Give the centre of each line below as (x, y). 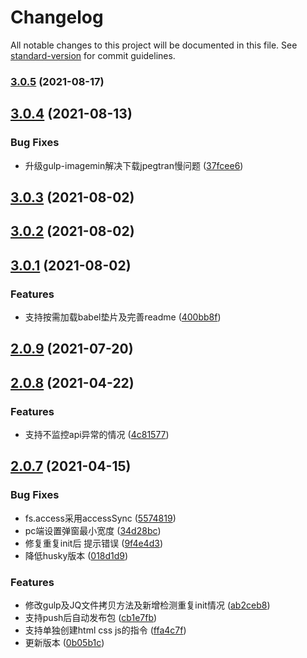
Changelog (57, 17)
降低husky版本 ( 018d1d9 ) (76, 555)
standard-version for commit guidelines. (93, 55)
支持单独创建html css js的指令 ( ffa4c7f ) (105, 630)
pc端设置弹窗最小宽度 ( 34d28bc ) (93, 530)
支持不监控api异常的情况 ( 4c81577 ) (97, 435)
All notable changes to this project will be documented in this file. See (154, 45)
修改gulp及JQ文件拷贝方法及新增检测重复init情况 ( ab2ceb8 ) (147, 605)
